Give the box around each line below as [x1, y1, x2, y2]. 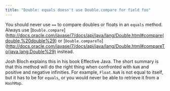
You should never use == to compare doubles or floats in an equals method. [5, 21, 163, 27]
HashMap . [5, 80, 23, 86]
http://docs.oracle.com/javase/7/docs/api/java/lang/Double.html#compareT [7, 43, 165, 49]
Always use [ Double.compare [5, 26, 64, 33]
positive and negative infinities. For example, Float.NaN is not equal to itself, [5, 69, 163, 75]
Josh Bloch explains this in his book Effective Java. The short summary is [5, 58, 159, 64]
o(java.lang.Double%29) [5, 48, 56, 54]
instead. [57, 48, 74, 54]
